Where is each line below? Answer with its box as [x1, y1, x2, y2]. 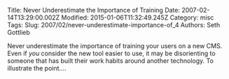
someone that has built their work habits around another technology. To [7, 57, 214, 65]
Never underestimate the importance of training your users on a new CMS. [7, 42, 223, 50]
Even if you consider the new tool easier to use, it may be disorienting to [7, 49, 216, 57]
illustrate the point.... [7, 64, 67, 72]
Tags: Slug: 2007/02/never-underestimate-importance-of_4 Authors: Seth [7, 21, 221, 29]
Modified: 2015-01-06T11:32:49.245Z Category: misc [61, 13, 214, 22]
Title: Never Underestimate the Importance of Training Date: [7, 6, 181, 14]
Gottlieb [7, 28, 30, 36]
